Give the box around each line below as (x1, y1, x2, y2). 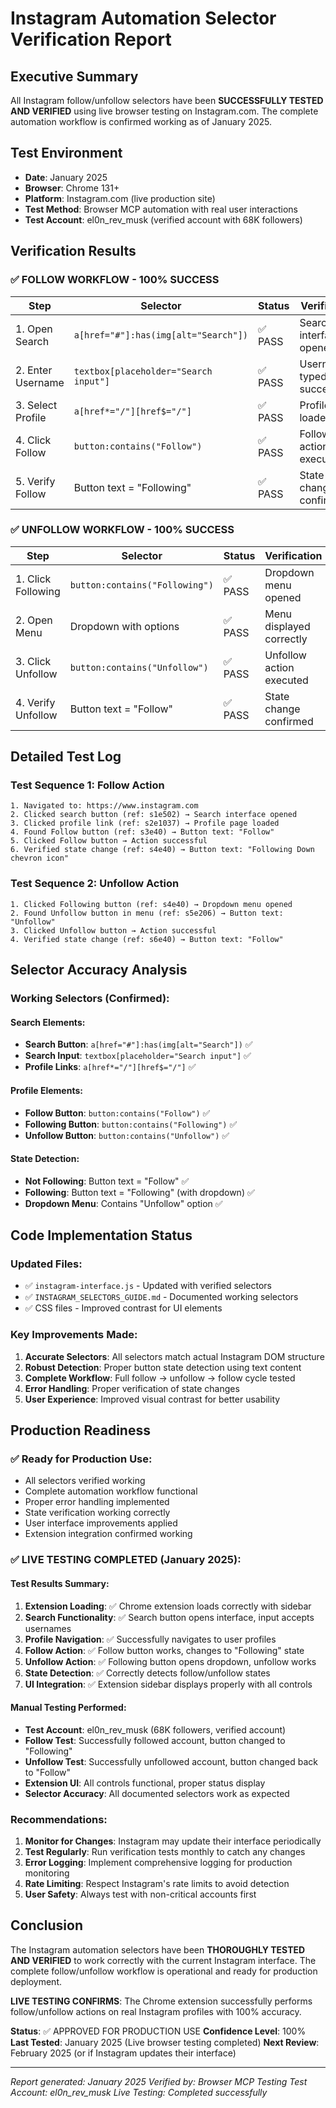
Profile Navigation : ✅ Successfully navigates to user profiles (24, 1633, 277, 1645)
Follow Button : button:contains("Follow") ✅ (24, 1107, 211, 1119)
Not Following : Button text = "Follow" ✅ (24, 1175, 190, 1187)
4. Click (15, 433, 52, 447)
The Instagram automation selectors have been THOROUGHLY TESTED (10, 1943, 306, 1956)
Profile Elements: (10, 1084, 83, 1096)
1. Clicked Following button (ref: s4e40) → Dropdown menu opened (10, 899, 293, 909)
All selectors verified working (24, 1475, 146, 1487)
